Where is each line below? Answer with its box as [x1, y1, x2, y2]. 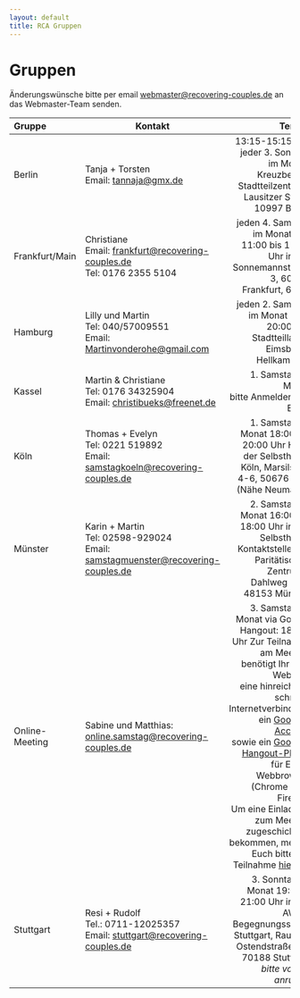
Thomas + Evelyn [84, 428, 158, 440]
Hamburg [13, 326, 54, 339]
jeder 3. [239, 147, 272, 159]
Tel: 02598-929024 [84, 532, 172, 544]
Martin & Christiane [84, 374, 166, 387]
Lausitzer [244, 191, 283, 204]
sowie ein [231, 736, 272, 749]
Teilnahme [232, 859, 277, 871]
